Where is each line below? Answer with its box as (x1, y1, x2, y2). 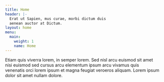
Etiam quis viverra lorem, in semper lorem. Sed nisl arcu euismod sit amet (5, 57, 153, 62)
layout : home (5, 25, 32, 30)
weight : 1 (14, 39, 34, 44)
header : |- (5, 12, 27, 17)
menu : (5, 30, 16, 35)
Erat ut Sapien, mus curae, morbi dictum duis (9, 16, 106, 21)
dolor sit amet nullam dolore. (5, 72, 63, 78)
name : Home (14, 43, 36, 48)
